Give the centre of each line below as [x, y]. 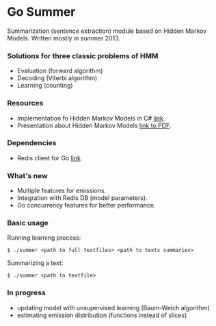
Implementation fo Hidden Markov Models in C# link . [91, 118]
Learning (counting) [45, 86]
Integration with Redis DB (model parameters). [82, 198]
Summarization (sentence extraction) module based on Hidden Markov [107, 31]
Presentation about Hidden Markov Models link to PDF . [94, 125]
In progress [26, 293]
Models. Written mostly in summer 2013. [64, 38]
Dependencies [32, 143]
